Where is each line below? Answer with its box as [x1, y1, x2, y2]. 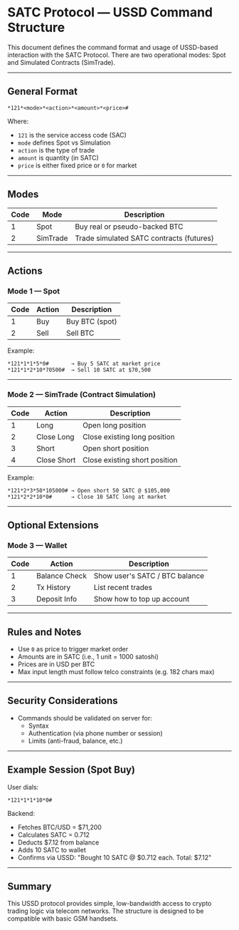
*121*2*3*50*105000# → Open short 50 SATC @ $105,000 [7, 487, 171, 494]
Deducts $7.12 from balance [17, 838, 100, 847]
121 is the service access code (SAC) [17, 130, 127, 139]
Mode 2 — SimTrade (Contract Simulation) [7, 390, 156, 400]
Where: [7, 117, 29, 125]
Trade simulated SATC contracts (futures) [74, 233, 215, 243]
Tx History [36, 582, 71, 592]
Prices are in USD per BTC [17, 660, 95, 668]
